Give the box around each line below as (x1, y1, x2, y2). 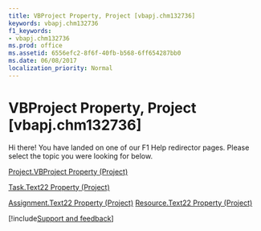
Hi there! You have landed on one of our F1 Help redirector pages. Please (8, 142, 250, 152)
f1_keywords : (8, 27, 52, 35)
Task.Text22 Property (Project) (8, 182, 110, 192)
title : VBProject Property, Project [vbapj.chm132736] (8, 11, 196, 20)
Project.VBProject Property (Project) (8, 167, 128, 176)
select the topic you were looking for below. (8, 151, 153, 161)
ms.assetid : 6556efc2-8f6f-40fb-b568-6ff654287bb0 (8, 49, 181, 57)
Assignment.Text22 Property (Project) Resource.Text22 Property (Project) (8, 198, 253, 208)
